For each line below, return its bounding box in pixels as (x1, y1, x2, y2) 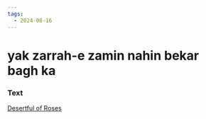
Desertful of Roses (7, 103, 62, 112)
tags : (7, 10, 23, 18)
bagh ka (7, 62, 56, 79)
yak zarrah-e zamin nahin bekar (7, 47, 200, 64)
